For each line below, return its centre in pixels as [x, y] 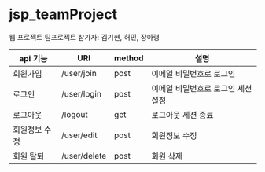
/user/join [79, 73]
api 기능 [33, 58]
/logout [75, 114]
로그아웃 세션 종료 [183, 115]
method [129, 58]
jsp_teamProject [63, 15]
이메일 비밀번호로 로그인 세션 [202, 88]
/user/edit [79, 135]
